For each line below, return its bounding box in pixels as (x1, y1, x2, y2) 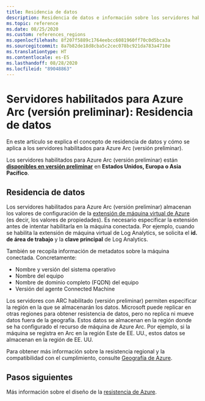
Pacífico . (6, 169, 29, 177)
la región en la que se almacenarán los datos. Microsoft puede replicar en (6, 303, 192, 311)
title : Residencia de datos (6, 9, 78, 15)
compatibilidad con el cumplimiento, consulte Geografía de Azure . (6, 355, 173, 362)
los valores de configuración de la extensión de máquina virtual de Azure (6, 210, 190, 217)
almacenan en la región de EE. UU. (6, 336, 93, 344)
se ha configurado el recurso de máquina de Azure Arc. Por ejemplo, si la (6, 323, 190, 330)
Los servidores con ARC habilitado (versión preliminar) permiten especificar (6, 297, 197, 305)
